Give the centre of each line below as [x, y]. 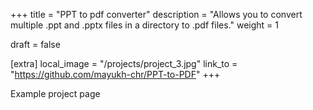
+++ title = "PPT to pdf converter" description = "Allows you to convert [156, 14]
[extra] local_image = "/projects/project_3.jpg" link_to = [124, 63]
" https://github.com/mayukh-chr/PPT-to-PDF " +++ [115, 74]
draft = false [35, 44]
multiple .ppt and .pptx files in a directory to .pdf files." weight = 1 [144, 25]
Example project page [55, 93]
